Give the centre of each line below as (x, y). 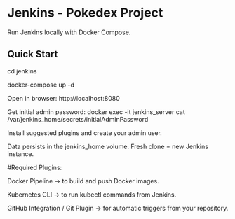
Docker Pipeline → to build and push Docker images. (83, 181)
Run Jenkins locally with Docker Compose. (69, 32)
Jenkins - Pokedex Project (85, 13)
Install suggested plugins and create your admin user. (85, 133)
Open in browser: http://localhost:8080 (64, 98)
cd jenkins (22, 71)
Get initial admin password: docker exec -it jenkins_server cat (96, 112)
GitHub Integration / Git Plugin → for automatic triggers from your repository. (118, 208)
